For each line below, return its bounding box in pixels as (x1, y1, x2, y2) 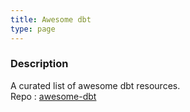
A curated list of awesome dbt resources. (10, 79, 181, 91)
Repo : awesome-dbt (10, 90, 97, 102)
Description (10, 57, 69, 71)
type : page (10, 24, 56, 34)
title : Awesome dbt (10, 14, 92, 25)
